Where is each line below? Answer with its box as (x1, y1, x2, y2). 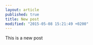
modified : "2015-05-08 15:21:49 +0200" (5, 21, 89, 26)
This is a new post (5, 35, 43, 41)
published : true (5, 12, 39, 17)
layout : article (5, 7, 39, 12)
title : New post (5, 16, 39, 21)
